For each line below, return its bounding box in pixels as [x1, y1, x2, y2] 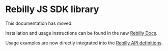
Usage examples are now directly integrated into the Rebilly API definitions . [5, 39, 163, 46]
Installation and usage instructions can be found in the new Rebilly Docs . [5, 30, 158, 36]
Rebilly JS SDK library [5, 4, 99, 15]
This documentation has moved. [5, 20, 73, 26]
